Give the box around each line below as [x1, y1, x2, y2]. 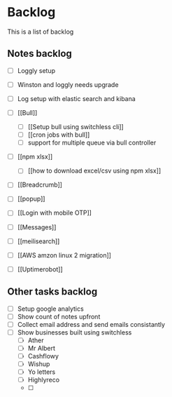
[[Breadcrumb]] [17, 180, 63, 189]
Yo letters [27, 368, 56, 376]
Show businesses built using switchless [17, 328, 132, 337]
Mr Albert [27, 344, 56, 352]
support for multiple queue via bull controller [27, 138, 157, 147]
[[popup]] [17, 194, 45, 203]
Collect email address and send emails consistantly [17, 320, 166, 328]
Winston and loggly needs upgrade [17, 80, 119, 88]
